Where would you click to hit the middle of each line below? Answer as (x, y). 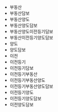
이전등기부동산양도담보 (31, 86)
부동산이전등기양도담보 (31, 37)
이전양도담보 (22, 104)
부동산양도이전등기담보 (31, 31)
